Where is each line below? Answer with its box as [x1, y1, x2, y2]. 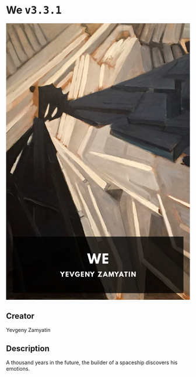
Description [6, 343, 50, 354]
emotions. [6, 365, 30, 372]
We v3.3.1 [6, 4, 62, 17]
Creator [6, 311, 35, 321]
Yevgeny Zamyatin [6, 327, 51, 334]
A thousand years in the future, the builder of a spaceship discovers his [6, 359, 178, 366]
